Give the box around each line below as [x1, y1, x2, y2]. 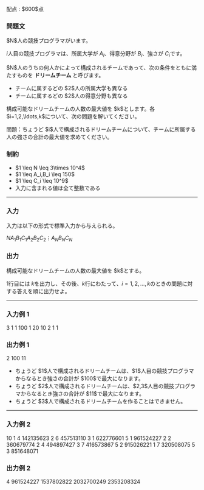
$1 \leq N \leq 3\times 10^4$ [15, 164, 85, 172]
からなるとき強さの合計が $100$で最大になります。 [15, 375, 144, 382]
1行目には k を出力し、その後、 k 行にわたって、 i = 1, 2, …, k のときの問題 [6, 280, 182, 287]
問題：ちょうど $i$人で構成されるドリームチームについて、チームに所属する [6, 126, 196, 133]
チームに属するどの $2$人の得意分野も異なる [15, 92, 128, 99]
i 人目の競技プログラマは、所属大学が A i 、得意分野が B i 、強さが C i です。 [6, 50, 186, 59]
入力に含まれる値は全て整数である [15, 185, 101, 192]
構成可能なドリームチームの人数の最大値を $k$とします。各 [6, 105, 155, 113]
